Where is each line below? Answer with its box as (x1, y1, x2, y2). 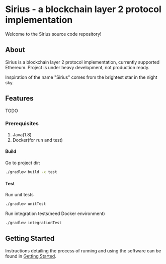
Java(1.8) (12, 131, 32, 137)
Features (5, 94, 34, 103)
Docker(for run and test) (12, 137, 63, 143)
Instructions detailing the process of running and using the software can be (5, 247, 161, 253)
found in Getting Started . (5, 253, 56, 259)
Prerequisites (5, 120, 39, 127)
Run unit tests (5, 192, 34, 198)
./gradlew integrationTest (5, 221, 62, 226)
